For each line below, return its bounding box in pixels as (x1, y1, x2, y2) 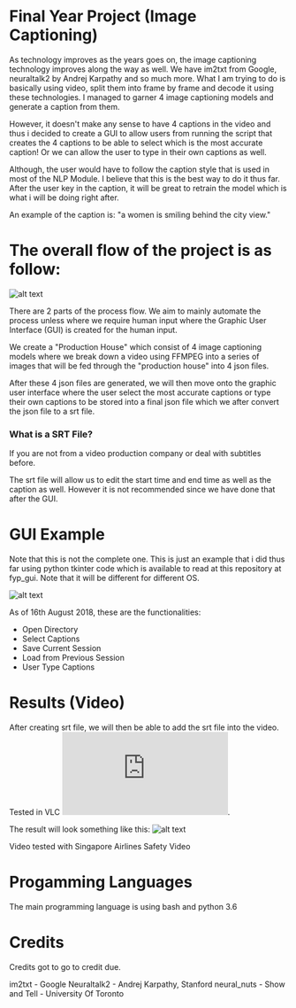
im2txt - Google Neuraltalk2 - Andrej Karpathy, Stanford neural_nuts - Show (9, 979, 285, 989)
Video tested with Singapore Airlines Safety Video (9, 841, 191, 852)
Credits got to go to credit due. (9, 961, 121, 972)
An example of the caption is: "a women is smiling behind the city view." (9, 209, 271, 220)
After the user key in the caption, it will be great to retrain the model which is (9, 182, 287, 193)
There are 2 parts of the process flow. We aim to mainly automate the (9, 306, 262, 316)
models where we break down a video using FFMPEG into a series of (9, 351, 260, 361)
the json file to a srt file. (9, 406, 95, 416)
